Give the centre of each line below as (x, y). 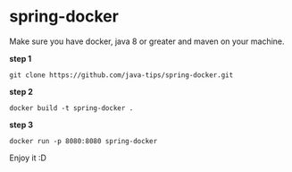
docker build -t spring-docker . (71, 108)
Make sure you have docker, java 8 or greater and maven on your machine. (147, 41)
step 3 (21, 125)
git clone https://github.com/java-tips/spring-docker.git (121, 75)
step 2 (21, 91)
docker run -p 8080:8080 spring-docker (83, 141)
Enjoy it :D (28, 158)
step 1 (21, 58)
